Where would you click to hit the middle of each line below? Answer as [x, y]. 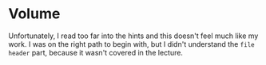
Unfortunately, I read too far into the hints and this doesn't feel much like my [133, 36]
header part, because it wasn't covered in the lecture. [96, 52]
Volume [34, 14]
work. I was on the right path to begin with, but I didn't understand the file [131, 44]
